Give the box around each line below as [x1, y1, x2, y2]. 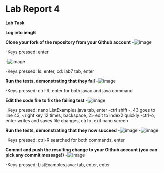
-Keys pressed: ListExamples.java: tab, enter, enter [5, 161, 110, 168]
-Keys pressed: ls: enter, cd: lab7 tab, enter [5, 68, 94, 74]
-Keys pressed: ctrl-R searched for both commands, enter [5, 137, 125, 143]
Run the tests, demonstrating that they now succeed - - [5, 127, 141, 133]
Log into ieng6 [5, 29, 36, 35]
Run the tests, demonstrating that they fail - [5, 78, 99, 84]
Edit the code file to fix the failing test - [5, 97, 88, 103]
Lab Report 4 [5, 3, 60, 15]
